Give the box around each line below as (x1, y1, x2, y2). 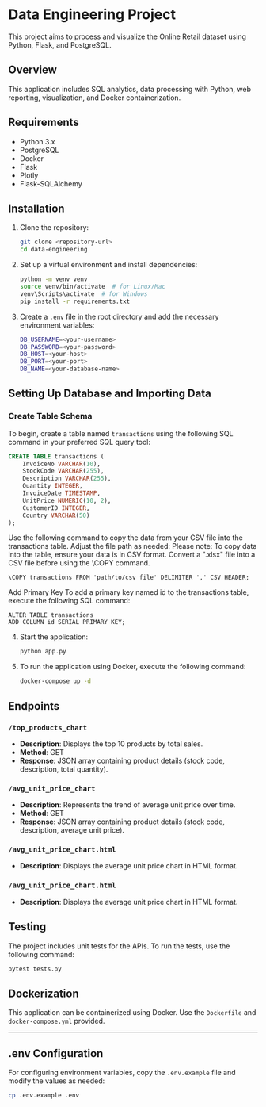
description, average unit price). (19, 825, 125, 835)
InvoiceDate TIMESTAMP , (22, 489, 101, 497)
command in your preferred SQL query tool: (8, 437, 151, 446)
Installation (8, 201, 65, 215)
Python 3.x (19, 136, 55, 146)
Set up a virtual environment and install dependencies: (19, 260, 198, 270)
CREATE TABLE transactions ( (8, 452, 104, 461)
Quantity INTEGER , (22, 482, 83, 490)
